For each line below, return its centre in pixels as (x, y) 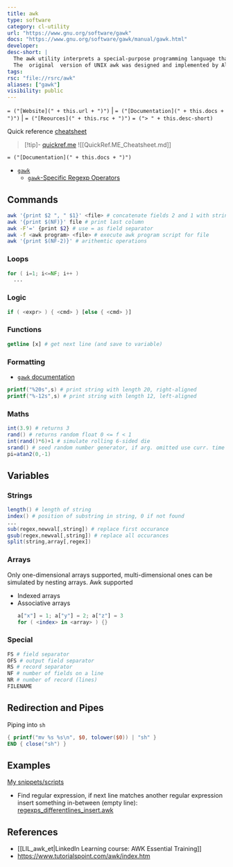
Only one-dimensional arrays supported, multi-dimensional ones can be (110, 575)
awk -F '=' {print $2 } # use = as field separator (80, 228)
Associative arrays (44, 603)
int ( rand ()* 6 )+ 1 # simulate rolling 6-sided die (79, 441)
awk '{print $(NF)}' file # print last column (76, 222)
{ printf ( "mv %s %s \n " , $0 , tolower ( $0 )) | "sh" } (82, 737)
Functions (24, 330)
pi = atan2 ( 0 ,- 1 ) (29, 454)
